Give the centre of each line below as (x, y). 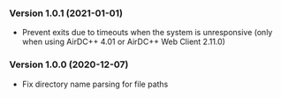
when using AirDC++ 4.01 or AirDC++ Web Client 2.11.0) (123, 41)
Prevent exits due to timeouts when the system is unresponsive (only (147, 33)
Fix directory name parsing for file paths (95, 84)
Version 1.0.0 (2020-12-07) (69, 64)
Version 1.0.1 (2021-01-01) (66, 13)
